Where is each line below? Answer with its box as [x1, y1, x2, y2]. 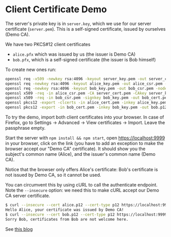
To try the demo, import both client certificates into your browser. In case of [5, 114, 164, 121]
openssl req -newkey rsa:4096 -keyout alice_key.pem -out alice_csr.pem [5, 81, 163, 86]
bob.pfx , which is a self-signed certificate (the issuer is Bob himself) [12, 56, 156, 62]
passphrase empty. [5, 125, 46, 131]
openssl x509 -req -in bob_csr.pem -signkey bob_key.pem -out [5, 96, 140, 101]
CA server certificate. [5, 193, 50, 199]
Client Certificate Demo [5, 4, 107, 15]
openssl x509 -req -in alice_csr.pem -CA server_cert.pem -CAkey [5, 90, 147, 96]
